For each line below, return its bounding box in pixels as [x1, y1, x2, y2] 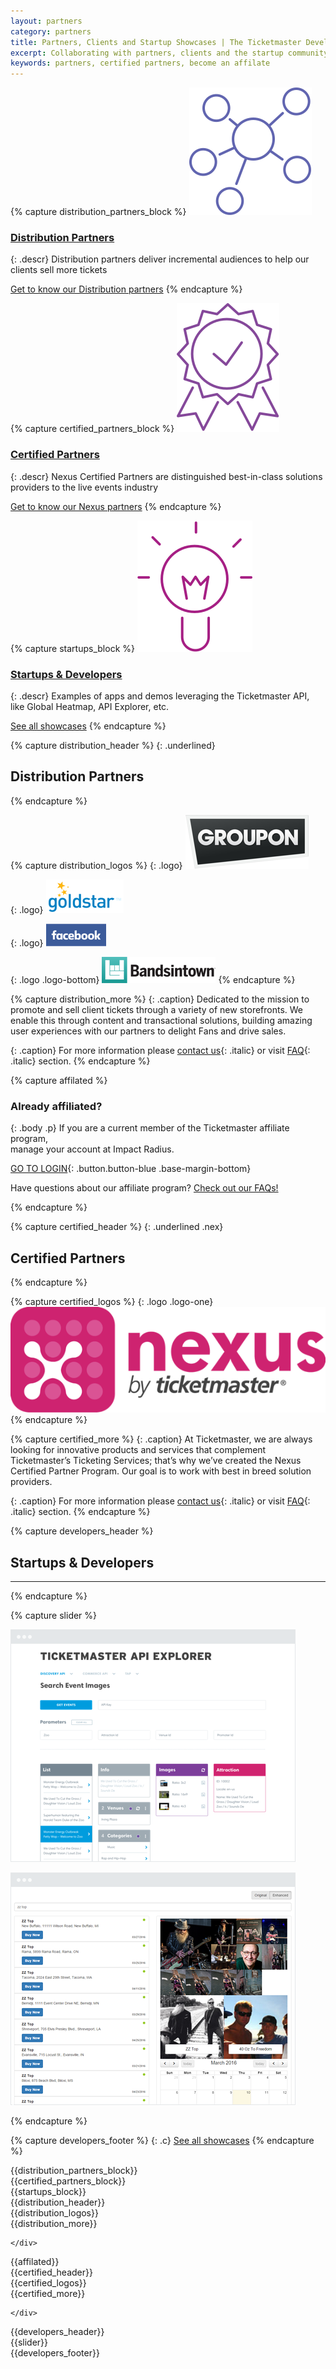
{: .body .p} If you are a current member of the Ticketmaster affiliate [10, 1122, 290, 1134]
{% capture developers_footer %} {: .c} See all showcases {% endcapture [10, 2134, 315, 2146]
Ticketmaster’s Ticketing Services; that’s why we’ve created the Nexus [10, 1455, 302, 1467]
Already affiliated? [10, 1099, 103, 1113]
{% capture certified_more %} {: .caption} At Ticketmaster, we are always [10, 1433, 313, 1445]
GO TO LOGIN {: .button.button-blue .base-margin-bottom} [10, 1163, 252, 1175]
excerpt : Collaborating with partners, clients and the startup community [10, 48, 329, 58]
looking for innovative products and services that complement [10, 1444, 267, 1456]
